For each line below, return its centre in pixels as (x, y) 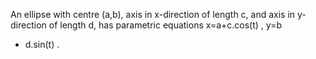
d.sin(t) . (42, 44)
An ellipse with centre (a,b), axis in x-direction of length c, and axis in (153, 14)
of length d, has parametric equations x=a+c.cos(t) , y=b (165, 25)
